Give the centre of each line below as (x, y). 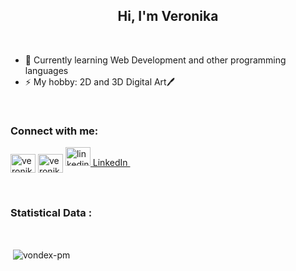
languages (46, 70)
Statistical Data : (51, 213)
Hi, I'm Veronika (168, 16)
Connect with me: (54, 131)
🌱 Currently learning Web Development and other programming (155, 60)
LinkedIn (110, 163)
